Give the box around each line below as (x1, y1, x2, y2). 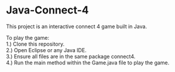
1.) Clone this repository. (6, 40, 65, 47)
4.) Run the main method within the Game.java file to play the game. (6, 59, 170, 66)
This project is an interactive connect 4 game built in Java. (6, 23, 147, 30)
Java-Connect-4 (6, 4, 89, 17)
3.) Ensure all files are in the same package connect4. (6, 53, 136, 60)
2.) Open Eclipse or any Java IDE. (6, 46, 87, 53)
